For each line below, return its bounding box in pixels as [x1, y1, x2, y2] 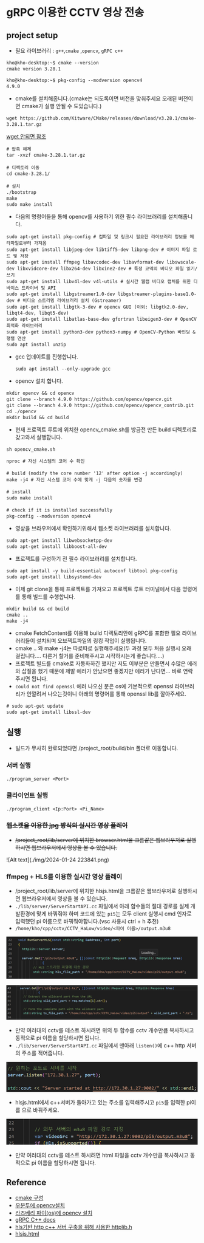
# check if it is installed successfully [6, 507, 113, 513]
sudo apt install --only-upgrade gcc [15, 366, 111, 372]
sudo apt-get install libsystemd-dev [6, 574, 102, 580]
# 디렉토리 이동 [6, 165, 40, 171]
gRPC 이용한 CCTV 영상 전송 [6, 5, 144, 19]
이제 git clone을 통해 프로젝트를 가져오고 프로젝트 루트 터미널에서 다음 [15, 586, 181, 592]
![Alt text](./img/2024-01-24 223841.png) [6, 856, 109, 863]
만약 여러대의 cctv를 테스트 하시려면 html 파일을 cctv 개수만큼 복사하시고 [15, 1152, 189, 1159]
